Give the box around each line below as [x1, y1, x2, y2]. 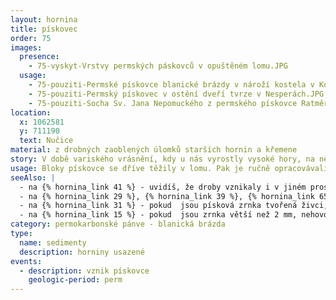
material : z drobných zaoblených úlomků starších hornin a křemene [10, 145, 298, 155]
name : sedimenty [19, 237, 87, 248]
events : [10, 256, 43, 266]
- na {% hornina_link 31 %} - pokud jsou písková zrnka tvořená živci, [19, 201, 329, 211]
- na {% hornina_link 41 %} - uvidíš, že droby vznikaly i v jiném [19, 182, 307, 192]
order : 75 [10, 33, 52, 43]
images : [10, 42, 43, 53]
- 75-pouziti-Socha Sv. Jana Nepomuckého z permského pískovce [28, 98, 298, 108]
